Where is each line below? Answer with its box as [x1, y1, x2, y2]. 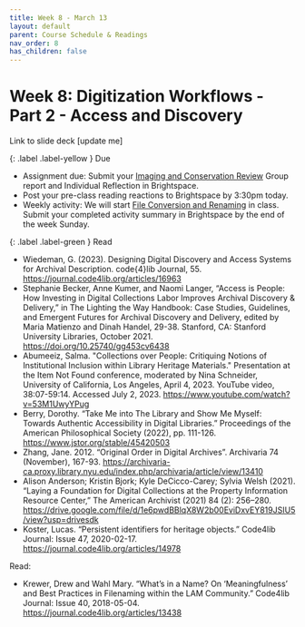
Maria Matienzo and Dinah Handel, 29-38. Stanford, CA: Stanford [22, 321, 266, 332]
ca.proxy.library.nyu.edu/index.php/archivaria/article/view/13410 [22, 466, 263, 477]
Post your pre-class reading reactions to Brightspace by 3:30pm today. [22, 190, 289, 201]
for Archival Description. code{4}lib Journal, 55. [22, 264, 202, 275]
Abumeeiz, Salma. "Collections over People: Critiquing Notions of [22, 350, 268, 361]
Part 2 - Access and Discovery [9, 105, 243, 126]
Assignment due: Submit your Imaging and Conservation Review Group [22, 171, 289, 181]
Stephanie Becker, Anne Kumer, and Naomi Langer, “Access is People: [22, 283, 286, 294]
